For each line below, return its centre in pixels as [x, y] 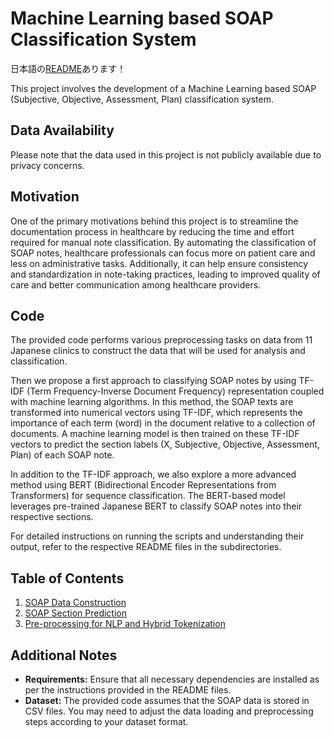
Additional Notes [64, 655]
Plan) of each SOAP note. [62, 455]
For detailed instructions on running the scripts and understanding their [157, 536]
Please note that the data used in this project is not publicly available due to [166, 154]
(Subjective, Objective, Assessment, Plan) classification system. [142, 99]
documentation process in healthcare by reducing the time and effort [152, 231]
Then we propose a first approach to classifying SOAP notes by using [153, 381]
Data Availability [62, 130]
